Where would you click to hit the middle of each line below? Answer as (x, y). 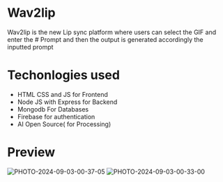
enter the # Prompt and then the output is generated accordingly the (105, 39)
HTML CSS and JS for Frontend (62, 94)
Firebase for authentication (56, 116)
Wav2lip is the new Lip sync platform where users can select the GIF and (112, 32)
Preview (31, 152)
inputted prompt (30, 47)
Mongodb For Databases (53, 109)
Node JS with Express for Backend (67, 102)
